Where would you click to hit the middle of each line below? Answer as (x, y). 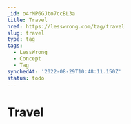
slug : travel (26, 33)
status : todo (26, 78)
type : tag (21, 39)
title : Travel (28, 20)
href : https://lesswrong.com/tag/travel (66, 26)
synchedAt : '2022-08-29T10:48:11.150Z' (64, 71)
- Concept (27, 59)
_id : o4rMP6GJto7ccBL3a (41, 14)
